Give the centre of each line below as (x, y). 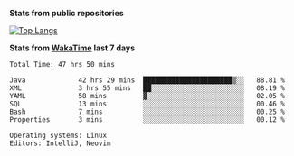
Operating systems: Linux (58, 135)
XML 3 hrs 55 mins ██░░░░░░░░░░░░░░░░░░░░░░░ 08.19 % (147, 88)
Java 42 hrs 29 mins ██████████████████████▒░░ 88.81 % (147, 80)
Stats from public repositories (66, 13)
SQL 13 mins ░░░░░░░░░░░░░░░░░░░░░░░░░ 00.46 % (147, 104)
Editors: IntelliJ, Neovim (60, 143)
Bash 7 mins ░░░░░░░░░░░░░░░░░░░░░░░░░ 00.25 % (147, 112)
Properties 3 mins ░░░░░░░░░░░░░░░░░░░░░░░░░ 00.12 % (147, 120)
